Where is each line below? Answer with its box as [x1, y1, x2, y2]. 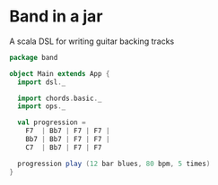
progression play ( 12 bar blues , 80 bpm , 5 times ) [17, 159, 211, 168]
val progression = [17, 118, 87, 127]
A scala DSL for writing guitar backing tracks [9, 36, 175, 46]
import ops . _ [17, 102, 66, 111]
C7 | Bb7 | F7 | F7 [25, 143, 102, 152]
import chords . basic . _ [17, 94, 102, 103]
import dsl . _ [17, 78, 66, 87]
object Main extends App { [9, 69, 110, 78]
